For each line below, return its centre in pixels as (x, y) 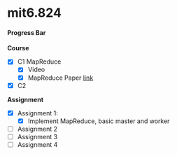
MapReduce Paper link (61, 78)
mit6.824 (34, 13)
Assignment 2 (37, 129)
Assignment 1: (37, 113)
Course (18, 48)
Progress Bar (27, 32)
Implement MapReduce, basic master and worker (99, 121)
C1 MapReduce (39, 62)
